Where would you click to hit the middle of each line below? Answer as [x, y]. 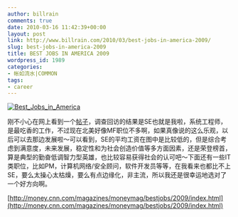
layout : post [27, 34]
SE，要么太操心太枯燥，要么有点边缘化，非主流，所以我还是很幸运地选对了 [117, 175]
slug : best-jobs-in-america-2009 [57, 47]
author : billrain [33, 14]
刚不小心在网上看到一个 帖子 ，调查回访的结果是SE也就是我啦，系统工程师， [117, 122]
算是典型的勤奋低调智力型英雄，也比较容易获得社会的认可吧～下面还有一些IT [119, 157]
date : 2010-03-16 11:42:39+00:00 [57, 27]
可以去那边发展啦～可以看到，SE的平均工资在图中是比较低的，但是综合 [117, 139]
